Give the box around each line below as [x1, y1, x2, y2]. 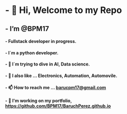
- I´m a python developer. [5, 49, 59, 55]
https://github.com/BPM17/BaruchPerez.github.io [5, 103, 111, 109]
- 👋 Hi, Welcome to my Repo [5, 4, 122, 16]
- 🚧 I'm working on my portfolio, [5, 97, 72, 104]
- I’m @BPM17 [5, 24, 49, 33]
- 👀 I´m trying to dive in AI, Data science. [5, 61, 90, 67]
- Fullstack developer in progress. [5, 38, 77, 44]
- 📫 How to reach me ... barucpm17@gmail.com [5, 84, 106, 90]
